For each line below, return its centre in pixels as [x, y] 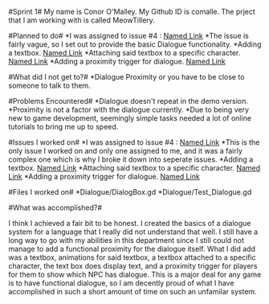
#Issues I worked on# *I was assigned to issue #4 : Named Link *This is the [134, 142]
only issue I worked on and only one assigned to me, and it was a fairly [126, 151]
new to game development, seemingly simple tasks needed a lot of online [130, 118]
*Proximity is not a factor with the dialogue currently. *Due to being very [129, 109]
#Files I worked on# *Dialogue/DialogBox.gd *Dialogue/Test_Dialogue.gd [130, 192]
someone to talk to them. [49, 85]
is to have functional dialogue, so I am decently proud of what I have [121, 283]
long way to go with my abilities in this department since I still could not [126, 240]
